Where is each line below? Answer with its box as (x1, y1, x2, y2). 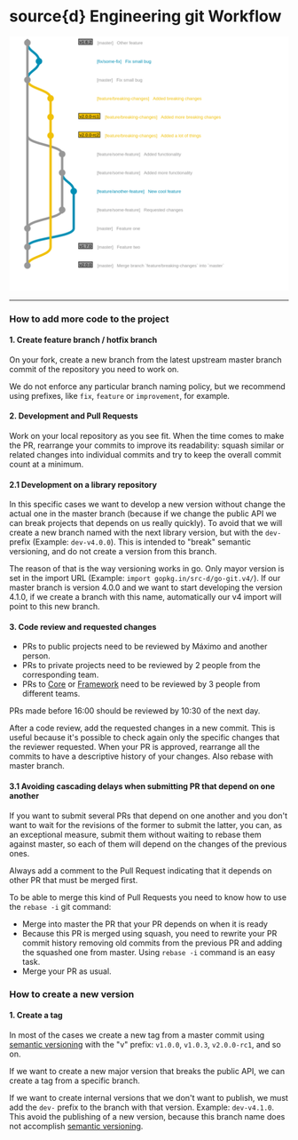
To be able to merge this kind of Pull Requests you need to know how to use (9, 891, 286, 903)
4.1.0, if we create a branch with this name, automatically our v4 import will (9, 592, 282, 602)
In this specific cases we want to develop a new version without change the (9, 499, 286, 510)
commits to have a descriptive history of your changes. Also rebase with (9, 751, 273, 761)
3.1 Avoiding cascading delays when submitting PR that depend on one (9, 781, 275, 792)
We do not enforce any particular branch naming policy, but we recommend (9, 380, 286, 392)
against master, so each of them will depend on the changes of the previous (9, 838, 287, 849)
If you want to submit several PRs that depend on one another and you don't (9, 810, 288, 821)
